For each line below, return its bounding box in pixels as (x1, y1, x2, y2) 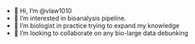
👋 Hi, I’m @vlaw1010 (13, 7, 72, 15)
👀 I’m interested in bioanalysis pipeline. (13, 14, 127, 22)
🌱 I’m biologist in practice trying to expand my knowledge (13, 22, 180, 29)
